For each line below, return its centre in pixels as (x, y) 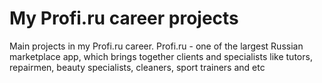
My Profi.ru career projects (124, 18)
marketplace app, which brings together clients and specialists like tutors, (161, 56)
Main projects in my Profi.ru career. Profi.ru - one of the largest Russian (156, 46)
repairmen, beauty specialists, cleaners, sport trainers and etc (137, 67)
